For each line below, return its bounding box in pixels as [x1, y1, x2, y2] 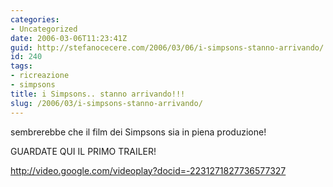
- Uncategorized [10, 24, 78, 34]
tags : [10, 61, 33, 71]
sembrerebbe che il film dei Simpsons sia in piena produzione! [10, 126, 267, 138]
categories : [10, 14, 60, 25]
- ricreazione [10, 71, 70, 81]
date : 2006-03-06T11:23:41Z [10, 33, 128, 43]
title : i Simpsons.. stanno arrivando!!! [10, 89, 186, 99]
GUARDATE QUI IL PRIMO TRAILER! [10, 145, 157, 157]
